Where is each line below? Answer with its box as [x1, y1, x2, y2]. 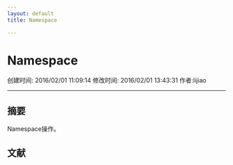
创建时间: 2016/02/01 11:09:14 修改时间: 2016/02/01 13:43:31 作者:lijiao [7, 76, 207, 85]
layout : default [7, 10, 54, 17]
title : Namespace [7, 17, 58, 24]
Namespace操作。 [7, 125, 60, 133]
